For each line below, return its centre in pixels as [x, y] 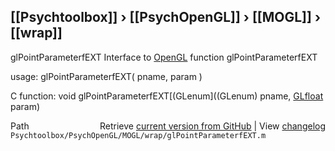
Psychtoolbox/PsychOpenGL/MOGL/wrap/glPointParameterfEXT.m [138, 135]
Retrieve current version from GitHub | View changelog [212, 126]
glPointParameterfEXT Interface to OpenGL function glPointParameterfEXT [164, 57]
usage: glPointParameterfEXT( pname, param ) [106, 76]
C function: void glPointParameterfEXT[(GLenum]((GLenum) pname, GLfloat [167, 96]
